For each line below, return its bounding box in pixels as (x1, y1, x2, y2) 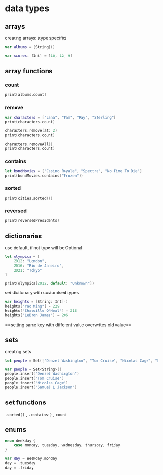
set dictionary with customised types (5, 290, 79, 296)
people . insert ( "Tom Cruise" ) (5, 376, 64, 381)
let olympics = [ (5, 254, 40, 259)
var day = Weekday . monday (5, 456, 57, 461)
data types (5, 3, 49, 14)
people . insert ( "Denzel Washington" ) (5, 371, 79, 376)
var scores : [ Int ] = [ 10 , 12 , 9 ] (5, 53, 73, 58)
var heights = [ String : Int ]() (5, 299, 68, 304)
